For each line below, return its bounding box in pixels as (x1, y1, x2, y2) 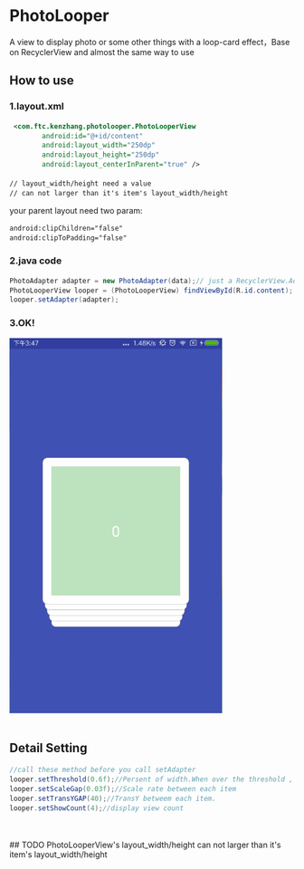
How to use (9, 73, 74, 89)
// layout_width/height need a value (9, 178, 152, 188)
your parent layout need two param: (9, 205, 143, 215)
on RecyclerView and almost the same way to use (9, 46, 195, 57)
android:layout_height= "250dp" (42, 150, 160, 159)
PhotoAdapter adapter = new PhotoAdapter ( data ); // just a (9, 276, 233, 285)
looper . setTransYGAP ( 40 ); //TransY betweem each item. (9, 794, 217, 804)
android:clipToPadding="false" (9, 233, 128, 243)
